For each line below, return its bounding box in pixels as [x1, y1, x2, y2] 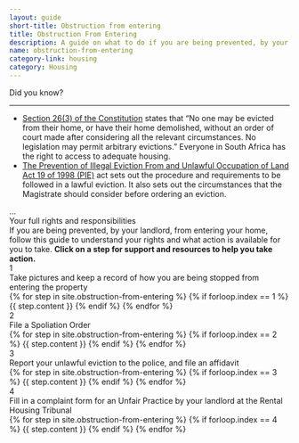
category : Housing [9, 63, 77, 72]
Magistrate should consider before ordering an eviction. [21, 188, 227, 199]
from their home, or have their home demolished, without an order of [21, 122, 274, 133]
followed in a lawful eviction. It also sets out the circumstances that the [21, 179, 283, 190]
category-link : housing [9, 54, 98, 63]
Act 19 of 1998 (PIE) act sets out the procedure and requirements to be [21, 169, 281, 180]
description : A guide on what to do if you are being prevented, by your [9, 37, 289, 47]
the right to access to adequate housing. [21, 151, 171, 161]
